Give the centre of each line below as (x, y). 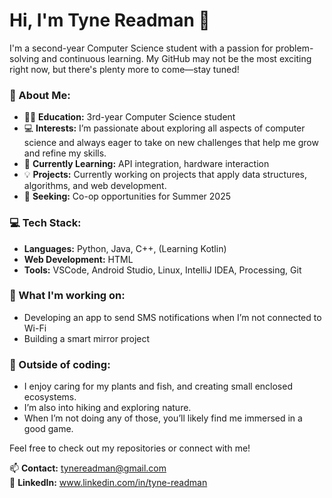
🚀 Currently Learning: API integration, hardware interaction (146, 164)
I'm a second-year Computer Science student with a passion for (141, 48)
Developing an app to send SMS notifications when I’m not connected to (172, 317)
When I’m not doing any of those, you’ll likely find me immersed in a (163, 418)
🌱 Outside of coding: (60, 364)
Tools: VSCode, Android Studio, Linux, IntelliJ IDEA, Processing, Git (162, 270)
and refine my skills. (65, 153)
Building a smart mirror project (87, 338)
